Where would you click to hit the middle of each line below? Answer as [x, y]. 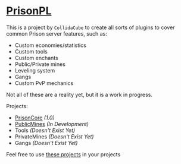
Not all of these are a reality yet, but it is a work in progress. [79, 94]
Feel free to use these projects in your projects [63, 154]
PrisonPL [29, 11]
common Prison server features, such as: [57, 33]
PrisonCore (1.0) [35, 118]
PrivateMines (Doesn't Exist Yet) [54, 136]
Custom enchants [36, 58]
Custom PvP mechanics [44, 83]
